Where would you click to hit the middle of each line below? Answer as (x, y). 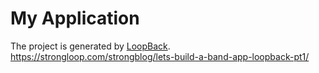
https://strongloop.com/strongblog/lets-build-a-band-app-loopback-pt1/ (160, 56)
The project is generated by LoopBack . (90, 46)
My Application (75, 18)
